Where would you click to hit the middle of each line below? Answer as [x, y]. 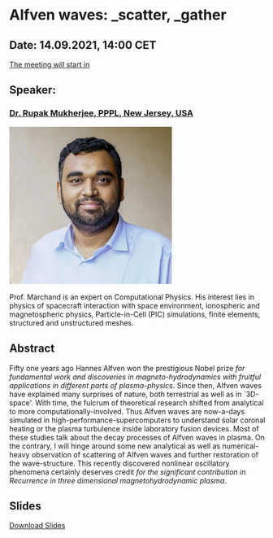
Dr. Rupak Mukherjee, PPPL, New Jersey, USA [102, 113]
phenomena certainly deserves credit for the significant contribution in [128, 472]
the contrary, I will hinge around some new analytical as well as [115, 446]
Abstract [32, 349]
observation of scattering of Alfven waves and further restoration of [145, 454]
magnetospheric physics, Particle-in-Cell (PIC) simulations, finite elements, [135, 314]
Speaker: [32, 90]
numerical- [240, 446]
